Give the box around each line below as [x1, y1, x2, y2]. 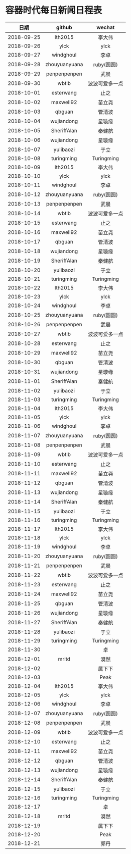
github [56, 24, 72, 31]
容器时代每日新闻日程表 [5, 5, 102, 16]
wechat [96, 24, 115, 31]
